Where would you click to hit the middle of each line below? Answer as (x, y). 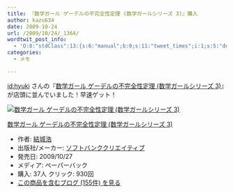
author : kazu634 (31, 20)
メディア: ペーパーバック (53, 165)
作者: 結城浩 (34, 139)
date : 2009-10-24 (32, 26)
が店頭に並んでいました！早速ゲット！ (62, 94)
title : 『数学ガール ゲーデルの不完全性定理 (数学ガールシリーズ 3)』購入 (103, 14)
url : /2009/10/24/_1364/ (43, 33)
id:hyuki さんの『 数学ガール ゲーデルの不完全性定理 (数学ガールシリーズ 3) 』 (116, 86)
